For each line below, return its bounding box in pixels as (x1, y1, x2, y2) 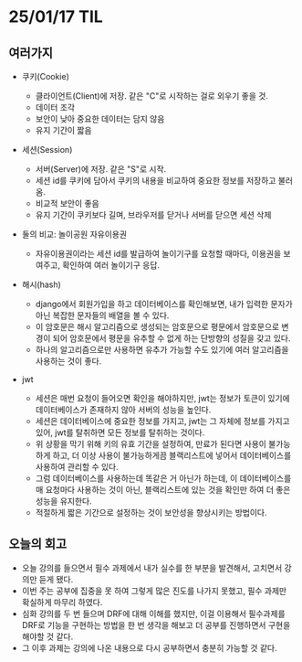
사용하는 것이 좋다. (35, 356, 102, 367)
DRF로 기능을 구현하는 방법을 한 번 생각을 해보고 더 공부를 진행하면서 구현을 (21, 619, 291, 630)
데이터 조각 (35, 102, 75, 112)
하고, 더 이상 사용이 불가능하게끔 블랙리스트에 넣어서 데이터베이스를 (52, 450, 292, 461)
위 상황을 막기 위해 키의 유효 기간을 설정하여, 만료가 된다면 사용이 (35, 439, 266, 449)
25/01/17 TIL (8, 6, 104, 27)
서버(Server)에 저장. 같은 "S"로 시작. (35, 164, 167, 175)
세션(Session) (21, 144, 73, 155)
